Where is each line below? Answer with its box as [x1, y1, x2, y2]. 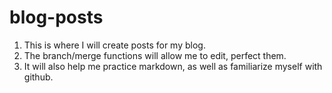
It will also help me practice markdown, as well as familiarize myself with [23, 60, 323, 72]
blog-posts [9, 6, 104, 29]
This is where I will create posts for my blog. [23, 39, 206, 51]
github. [23, 71, 54, 83]
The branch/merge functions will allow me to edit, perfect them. [23, 49, 287, 61]
